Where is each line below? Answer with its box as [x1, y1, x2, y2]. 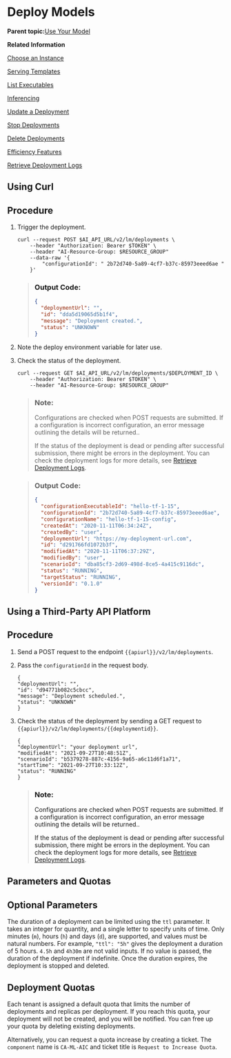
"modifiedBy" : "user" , [40, 555, 106, 562]
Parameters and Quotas [7, 875, 112, 887]
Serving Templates [7, 67, 61, 75]
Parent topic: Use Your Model [7, 27, 91, 35]
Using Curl [7, 181, 54, 193]
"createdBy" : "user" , [40, 528, 103, 536]
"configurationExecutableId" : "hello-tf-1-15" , [40, 503, 181, 510]
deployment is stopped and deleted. [7, 962, 110, 970]
